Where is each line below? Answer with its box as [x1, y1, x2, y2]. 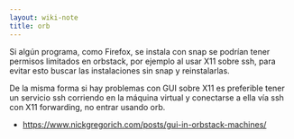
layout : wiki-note [9, 13, 78, 22]
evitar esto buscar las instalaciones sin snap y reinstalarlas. [9, 65, 230, 76]
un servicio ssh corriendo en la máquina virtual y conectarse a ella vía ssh [9, 91, 284, 103]
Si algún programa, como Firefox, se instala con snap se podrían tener [9, 46, 271, 56]
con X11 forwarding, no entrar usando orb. [9, 101, 166, 112]
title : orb [9, 22, 51, 30]
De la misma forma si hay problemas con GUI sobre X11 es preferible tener [9, 83, 286, 93]
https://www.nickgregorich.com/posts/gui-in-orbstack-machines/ [22, 118, 267, 130]
